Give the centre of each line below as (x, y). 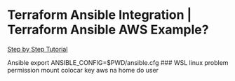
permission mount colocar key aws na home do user (83, 70)
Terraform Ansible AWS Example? (108, 30)
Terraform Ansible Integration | (100, 15)
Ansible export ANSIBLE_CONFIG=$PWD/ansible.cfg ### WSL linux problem (118, 62)
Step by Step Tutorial (38, 49)
